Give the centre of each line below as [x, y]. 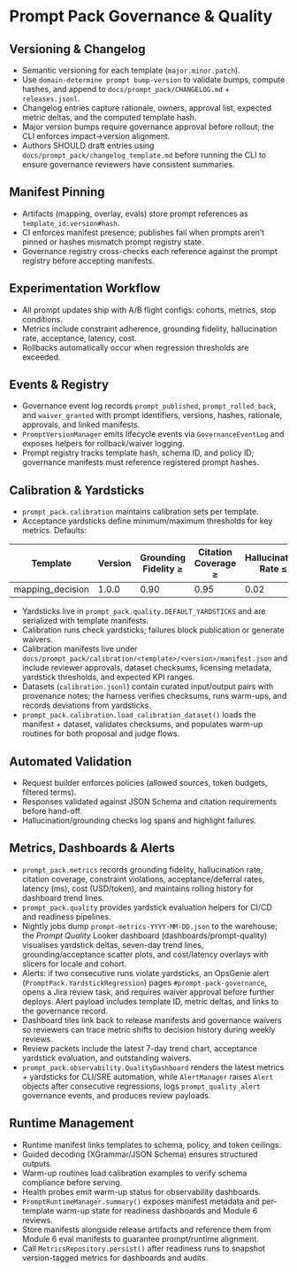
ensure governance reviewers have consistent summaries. [128, 164]
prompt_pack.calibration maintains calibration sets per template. [140, 512]
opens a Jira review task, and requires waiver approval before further [148, 992]
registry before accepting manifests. [88, 260]
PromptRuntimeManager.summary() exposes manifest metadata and [141, 1201]
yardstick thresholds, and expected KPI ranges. [108, 677]
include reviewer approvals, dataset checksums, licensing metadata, [147, 668]
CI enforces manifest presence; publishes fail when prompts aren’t [143, 232]
